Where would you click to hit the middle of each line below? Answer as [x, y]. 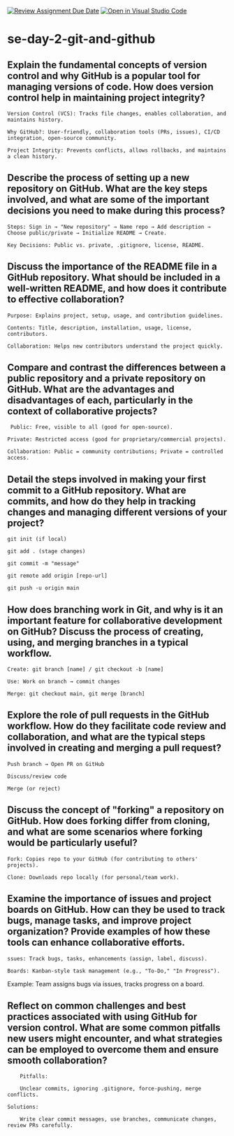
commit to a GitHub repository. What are [97, 490]
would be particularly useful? [73, 843]
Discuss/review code [37, 776]
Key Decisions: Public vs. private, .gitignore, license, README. [106, 245]
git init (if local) [37, 539]
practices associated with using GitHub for [102, 1017]
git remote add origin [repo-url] [58, 576]
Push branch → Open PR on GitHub [56, 764]
